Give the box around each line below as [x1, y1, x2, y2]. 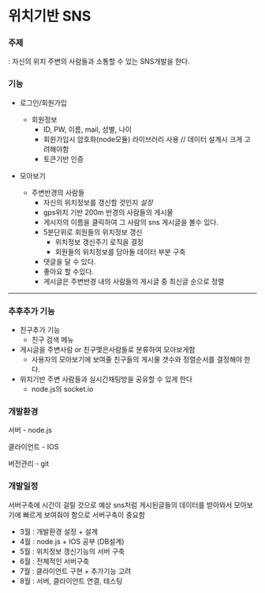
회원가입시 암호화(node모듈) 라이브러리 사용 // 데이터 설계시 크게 [43, 134, 243, 144]
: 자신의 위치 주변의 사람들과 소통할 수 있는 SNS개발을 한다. [8, 57, 191, 66]
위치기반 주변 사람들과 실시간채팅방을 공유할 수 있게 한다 [19, 374, 193, 384]
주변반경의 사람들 [31, 187, 85, 197]
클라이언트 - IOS [8, 442, 59, 452]
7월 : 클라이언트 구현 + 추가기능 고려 [19, 566, 132, 576]
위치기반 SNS [8, 7, 91, 25]
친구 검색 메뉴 [31, 335, 74, 344]
